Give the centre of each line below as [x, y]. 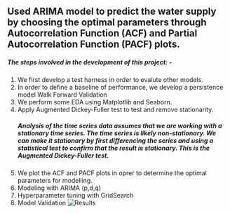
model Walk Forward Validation [62, 95]
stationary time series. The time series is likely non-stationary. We [116, 133]
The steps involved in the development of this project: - [90, 62]
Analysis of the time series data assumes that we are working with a [120, 125]
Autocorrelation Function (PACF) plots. [94, 44]
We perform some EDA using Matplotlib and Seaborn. [95, 102]
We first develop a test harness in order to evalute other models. [110, 80]
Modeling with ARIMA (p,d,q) [59, 188]
